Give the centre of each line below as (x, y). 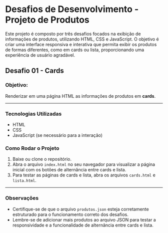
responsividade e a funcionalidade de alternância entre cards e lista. (83, 225)
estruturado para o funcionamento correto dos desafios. (70, 214)
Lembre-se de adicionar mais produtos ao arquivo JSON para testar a (84, 219)
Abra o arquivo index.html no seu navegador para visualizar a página (84, 164)
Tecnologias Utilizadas (33, 114)
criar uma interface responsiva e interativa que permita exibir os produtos (81, 44)
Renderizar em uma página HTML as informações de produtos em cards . (80, 96)
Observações (22, 198)
